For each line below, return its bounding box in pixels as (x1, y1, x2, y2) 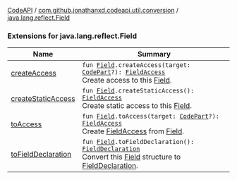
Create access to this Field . (82, 76, 172, 85)
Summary (137, 49, 171, 59)
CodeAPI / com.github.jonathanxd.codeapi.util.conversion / (7, 6, 179, 14)
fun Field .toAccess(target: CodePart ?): (82, 112, 220, 121)
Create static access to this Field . (82, 101, 193, 111)
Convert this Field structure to (82, 152, 181, 162)
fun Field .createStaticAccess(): (82, 87, 195, 95)
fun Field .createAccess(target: (82, 61, 191, 69)
